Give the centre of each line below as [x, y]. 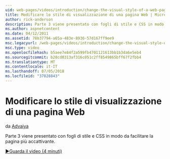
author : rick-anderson [29, 19]
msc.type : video [22, 48]
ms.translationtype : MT [30, 62]
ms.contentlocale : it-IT [31, 67]
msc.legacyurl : [21, 43]
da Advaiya [17, 126]
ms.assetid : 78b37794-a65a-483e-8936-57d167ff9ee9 [60, 39]
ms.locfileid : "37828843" [32, 76]
